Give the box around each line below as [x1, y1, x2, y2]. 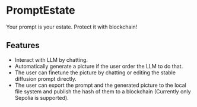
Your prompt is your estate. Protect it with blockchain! [6, 23, 138, 30]
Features [6, 40, 40, 51]
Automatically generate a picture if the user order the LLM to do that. [14, 62, 183, 70]
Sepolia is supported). [14, 94, 69, 101]
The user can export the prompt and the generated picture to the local [14, 81, 187, 89]
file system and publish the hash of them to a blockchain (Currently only [14, 87, 191, 95]
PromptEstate [6, 4, 75, 17]
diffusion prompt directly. [14, 75, 77, 82]
